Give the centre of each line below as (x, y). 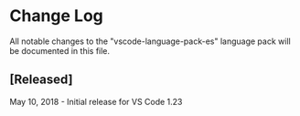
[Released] (41, 80)
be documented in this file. (60, 50)
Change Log (56, 16)
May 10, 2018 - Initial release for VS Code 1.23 (96, 101)
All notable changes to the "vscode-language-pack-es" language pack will (150, 41)
